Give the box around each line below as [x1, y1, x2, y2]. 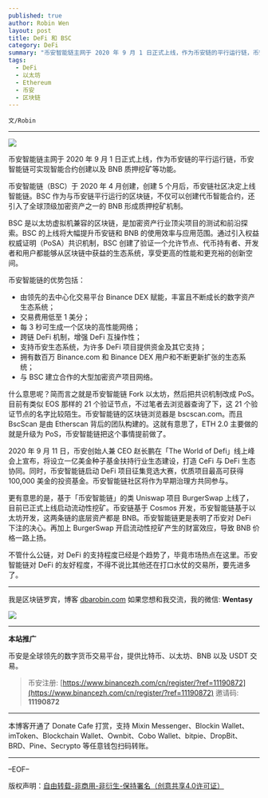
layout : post [8, 26, 52, 34]
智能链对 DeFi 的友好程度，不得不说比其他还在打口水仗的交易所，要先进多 [8, 561, 251, 570]
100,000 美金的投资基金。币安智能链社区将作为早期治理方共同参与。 [8, 477, 233, 486]
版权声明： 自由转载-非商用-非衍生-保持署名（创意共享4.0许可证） [8, 781, 225, 791]
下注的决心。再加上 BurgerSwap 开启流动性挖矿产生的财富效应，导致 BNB [8, 523, 251, 533]
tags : [8, 57, 26, 65]
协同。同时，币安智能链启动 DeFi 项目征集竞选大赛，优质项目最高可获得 [8, 466, 244, 476]
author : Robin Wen [8, 19, 69, 27]
